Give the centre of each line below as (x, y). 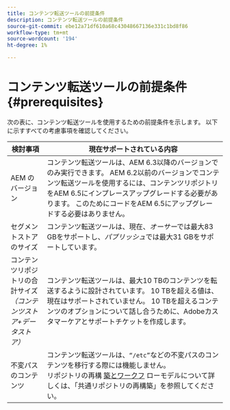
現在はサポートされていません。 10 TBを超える (123, 300)
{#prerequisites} (55, 102)
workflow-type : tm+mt (38, 33)
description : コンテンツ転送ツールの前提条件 (65, 20)
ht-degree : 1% (27, 45)
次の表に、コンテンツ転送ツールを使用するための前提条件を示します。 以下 (113, 122)
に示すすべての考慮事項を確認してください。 (69, 130)
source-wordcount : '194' (42, 39)
